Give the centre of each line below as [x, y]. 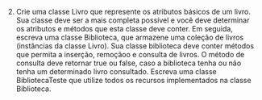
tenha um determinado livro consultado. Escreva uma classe [116, 71]
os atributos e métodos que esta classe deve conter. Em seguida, [125, 29]
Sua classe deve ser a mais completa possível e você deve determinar [133, 20]
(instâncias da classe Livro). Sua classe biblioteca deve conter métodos [135, 46]
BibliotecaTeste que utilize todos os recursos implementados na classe [133, 80]
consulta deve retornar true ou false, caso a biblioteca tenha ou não [129, 63]
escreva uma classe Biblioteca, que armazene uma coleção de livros [130, 37]
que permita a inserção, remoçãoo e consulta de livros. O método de [130, 54]
